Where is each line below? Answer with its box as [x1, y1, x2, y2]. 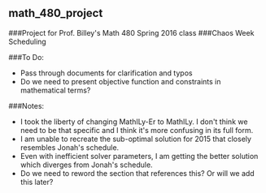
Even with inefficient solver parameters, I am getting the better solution [20, 151, 259, 161]
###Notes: [8, 101, 45, 110]
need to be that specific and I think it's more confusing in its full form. [20, 125, 254, 135]
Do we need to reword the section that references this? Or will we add [20, 168, 255, 178]
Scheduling [8, 36, 46, 46]
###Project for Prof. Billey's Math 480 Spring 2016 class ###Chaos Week [8, 28, 255, 37]
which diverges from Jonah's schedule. [20, 160, 153, 169]
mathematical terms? [20, 85, 91, 95]
